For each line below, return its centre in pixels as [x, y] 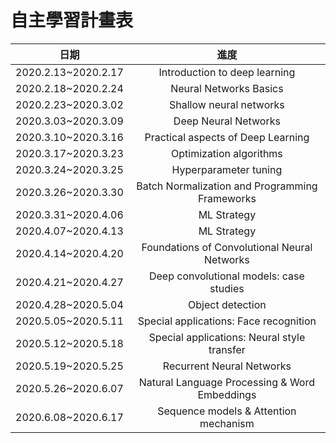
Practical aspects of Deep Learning [227, 137]
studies [227, 288]
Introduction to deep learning [227, 72]
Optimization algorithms [227, 153]
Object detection [227, 304]
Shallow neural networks [227, 104]
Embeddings [227, 394]
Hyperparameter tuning [227, 169]
